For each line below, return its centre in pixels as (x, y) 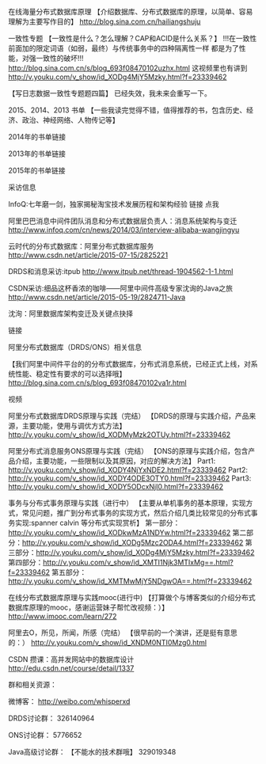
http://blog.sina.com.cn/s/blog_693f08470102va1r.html (98, 383)
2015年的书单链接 (37, 170)
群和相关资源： (32, 684)
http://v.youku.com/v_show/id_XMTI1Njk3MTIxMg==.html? (138, 562)
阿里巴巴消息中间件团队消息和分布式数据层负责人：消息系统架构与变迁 (123, 221)
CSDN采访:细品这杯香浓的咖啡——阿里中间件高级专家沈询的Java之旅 (121, 288)
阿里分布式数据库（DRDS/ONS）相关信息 (75, 347)
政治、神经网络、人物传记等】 (70, 120)
